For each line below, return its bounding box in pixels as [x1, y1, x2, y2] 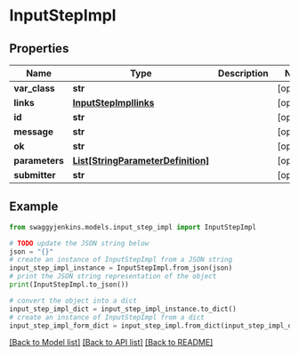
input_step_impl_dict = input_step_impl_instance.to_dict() [9, 304, 238, 313]
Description [217, 68, 269, 79]
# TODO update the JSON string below [9, 239, 149, 247]
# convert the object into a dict [9, 295, 138, 305]
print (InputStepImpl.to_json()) [9, 280, 129, 289]
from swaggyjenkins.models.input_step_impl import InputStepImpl [9, 222, 256, 231]
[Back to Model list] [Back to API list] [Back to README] [9, 337, 214, 348]
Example [9, 199, 59, 214]
